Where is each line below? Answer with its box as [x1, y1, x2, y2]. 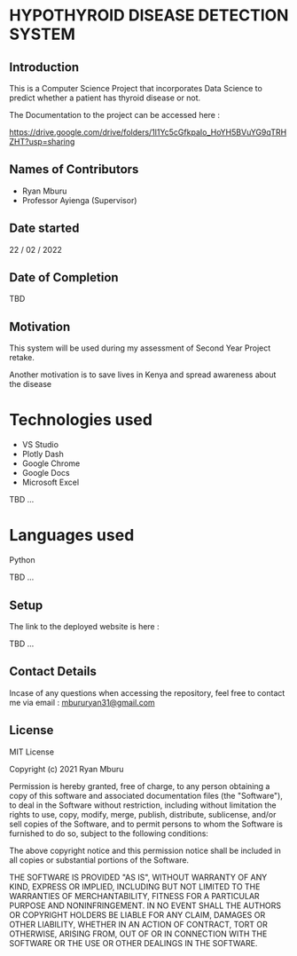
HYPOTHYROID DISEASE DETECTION [9, 5, 289, 26]
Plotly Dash [21, 449, 65, 460]
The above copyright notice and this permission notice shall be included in [9, 845, 281, 856]
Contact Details [9, 664, 98, 679]
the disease [9, 379, 52, 390]
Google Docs [21, 468, 70, 478]
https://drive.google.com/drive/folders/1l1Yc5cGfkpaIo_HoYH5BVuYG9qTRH [9, 127, 287, 138]
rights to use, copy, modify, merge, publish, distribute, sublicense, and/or [9, 809, 277, 819]
